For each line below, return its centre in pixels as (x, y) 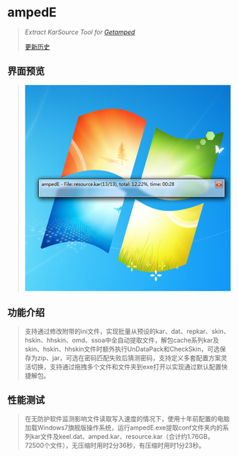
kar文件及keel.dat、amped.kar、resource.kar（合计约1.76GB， (122, 436)
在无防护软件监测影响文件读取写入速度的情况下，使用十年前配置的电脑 (127, 418)
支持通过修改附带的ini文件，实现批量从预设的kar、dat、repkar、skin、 (127, 331)
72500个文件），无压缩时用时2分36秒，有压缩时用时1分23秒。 (115, 445)
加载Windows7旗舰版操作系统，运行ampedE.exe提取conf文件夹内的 (124, 428)
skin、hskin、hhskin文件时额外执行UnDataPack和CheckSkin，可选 (122, 349)
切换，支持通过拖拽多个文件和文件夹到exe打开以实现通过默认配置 (126, 367)
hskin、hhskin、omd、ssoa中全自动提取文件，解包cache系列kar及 (122, 340)
